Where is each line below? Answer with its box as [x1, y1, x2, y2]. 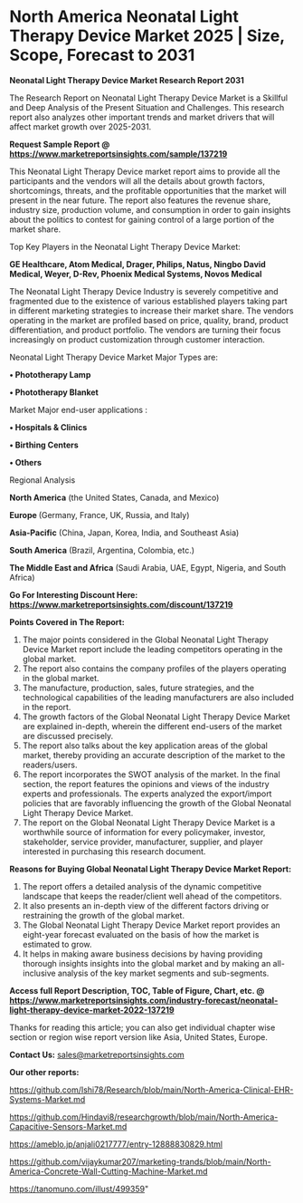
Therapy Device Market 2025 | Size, [9, 25, 285, 46]
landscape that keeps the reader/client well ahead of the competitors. [22, 890, 282, 901]
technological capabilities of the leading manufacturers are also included [22, 691, 294, 703]
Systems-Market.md [9, 1093, 86, 1104]
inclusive [22, 967, 56, 978]
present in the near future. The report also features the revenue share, [9, 195, 271, 206]
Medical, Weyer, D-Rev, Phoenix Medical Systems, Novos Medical [9, 268, 262, 279]
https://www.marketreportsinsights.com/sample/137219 [9, 148, 228, 159]
